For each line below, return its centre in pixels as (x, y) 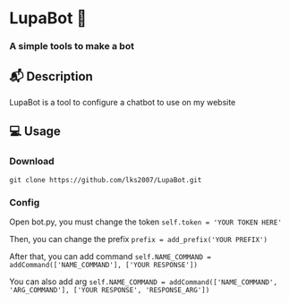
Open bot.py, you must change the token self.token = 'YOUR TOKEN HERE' (145, 222)
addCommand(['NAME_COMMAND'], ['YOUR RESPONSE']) (104, 265)
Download (32, 162)
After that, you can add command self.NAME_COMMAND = (110, 256)
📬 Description (51, 76)
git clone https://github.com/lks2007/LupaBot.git (106, 180)
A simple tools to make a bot (72, 46)
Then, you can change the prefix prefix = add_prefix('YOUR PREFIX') (139, 239)
